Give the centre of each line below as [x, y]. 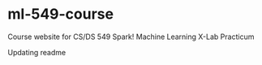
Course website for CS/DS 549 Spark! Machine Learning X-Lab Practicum [131, 37]
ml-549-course [61, 14]
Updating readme [37, 52]
